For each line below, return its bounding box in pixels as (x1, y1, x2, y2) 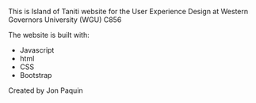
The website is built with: (8, 31, 90, 39)
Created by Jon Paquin (8, 86, 83, 95)
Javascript (19, 46, 55, 54)
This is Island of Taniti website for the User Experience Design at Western (8, 7, 249, 16)
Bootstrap (19, 71, 52, 79)
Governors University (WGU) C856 (8, 15, 122, 24)
